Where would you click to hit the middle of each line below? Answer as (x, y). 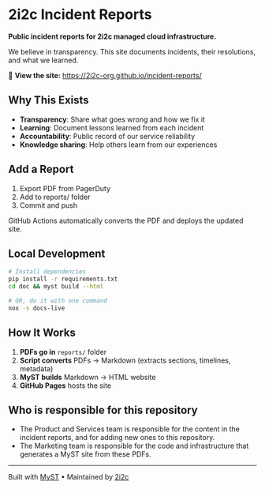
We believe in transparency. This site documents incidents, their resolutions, (132, 51)
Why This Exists (49, 100)
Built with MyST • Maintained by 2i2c (69, 477)
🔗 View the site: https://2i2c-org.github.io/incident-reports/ (105, 75)
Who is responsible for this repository (103, 410)
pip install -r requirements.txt (63, 279)
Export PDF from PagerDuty (65, 188)
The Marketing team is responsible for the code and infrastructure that (134, 446)
